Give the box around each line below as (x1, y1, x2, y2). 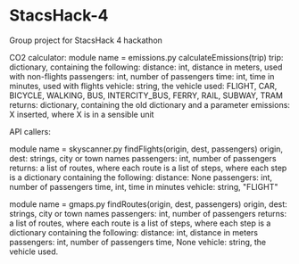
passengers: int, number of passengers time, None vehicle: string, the (9, 236, 267, 247)
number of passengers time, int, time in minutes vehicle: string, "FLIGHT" (9, 181, 278, 192)
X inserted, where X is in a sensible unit (9, 109, 154, 120)
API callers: (9, 126, 51, 136)
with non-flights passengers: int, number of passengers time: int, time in (9, 70, 275, 81)
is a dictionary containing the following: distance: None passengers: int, (9, 171, 273, 183)
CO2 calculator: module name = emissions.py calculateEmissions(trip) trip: (9, 52, 284, 62)
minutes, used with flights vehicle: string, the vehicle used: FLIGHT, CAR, (9, 80, 278, 91)
